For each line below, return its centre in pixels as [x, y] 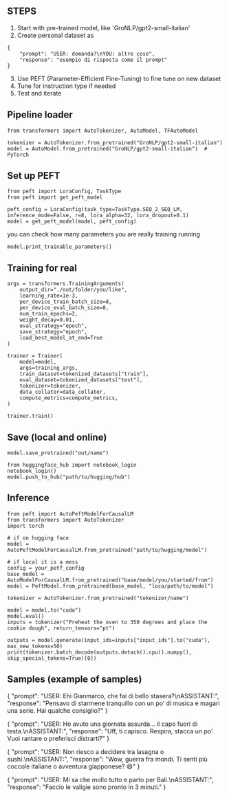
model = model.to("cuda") [44, 610]
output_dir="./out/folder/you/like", [74, 290]
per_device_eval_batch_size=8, [64, 308]
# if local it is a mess [43, 562]
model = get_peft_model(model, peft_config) [72, 222]
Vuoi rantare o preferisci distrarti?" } [58, 738]
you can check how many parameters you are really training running [104, 234]
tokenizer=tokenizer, [50, 386]
